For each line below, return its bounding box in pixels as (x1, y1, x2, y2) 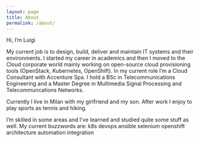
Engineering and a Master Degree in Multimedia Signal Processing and (6, 80, 182, 87)
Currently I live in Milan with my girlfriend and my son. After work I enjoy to (6, 98, 192, 105)
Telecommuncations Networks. (6, 87, 84, 94)
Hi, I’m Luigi (6, 37, 36, 44)
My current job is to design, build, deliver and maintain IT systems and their (6, 48, 194, 55)
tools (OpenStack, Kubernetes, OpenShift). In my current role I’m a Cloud (6, 67, 187, 75)
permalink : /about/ (6, 20, 56, 26)
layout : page (6, 8, 39, 15)
